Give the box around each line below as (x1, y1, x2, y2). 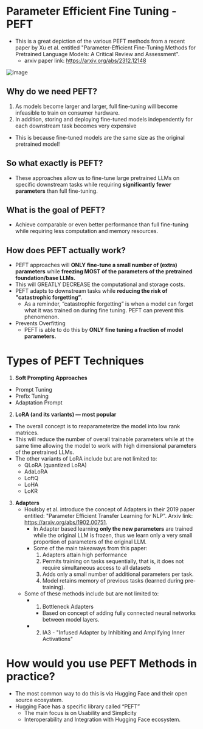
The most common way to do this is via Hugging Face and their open (15, 690, 188, 697)
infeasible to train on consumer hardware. (15, 109, 120, 117)
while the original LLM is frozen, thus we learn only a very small (33, 532, 193, 539)
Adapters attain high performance (42, 551, 128, 559)
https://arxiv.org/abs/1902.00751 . (24, 519, 108, 526)
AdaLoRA (24, 468, 48, 475)
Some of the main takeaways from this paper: (33, 545, 148, 552)
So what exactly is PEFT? (6, 158, 103, 168)
